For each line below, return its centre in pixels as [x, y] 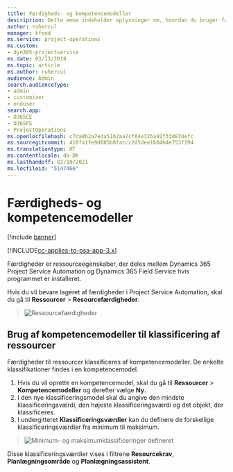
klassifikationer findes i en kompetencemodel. [73, 369]
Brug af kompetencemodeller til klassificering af [114, 334]
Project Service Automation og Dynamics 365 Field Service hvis [98, 271]
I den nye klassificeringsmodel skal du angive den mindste [101, 398]
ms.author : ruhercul [37, 71]
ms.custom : [23, 46]
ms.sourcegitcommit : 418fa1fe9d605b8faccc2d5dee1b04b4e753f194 [101, 143]
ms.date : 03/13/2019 [37, 59]
